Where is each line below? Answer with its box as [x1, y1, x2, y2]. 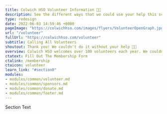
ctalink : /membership [5, 58, 50, 63]
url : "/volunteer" [5, 30, 43, 35]
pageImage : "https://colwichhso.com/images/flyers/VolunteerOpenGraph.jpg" [5, 26, 166, 31]
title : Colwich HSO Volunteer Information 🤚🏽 [5, 7, 101, 12]
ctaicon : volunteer [5, 63, 46, 68]
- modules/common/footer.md [5, 91, 64, 96]
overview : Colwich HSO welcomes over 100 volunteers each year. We [5, 49, 148, 54]
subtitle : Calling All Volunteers [5, 40, 77, 45]
